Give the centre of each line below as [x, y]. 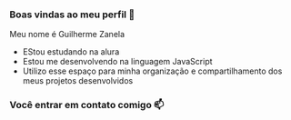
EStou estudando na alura [71, 52]
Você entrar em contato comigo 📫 [87, 105]
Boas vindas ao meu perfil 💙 [72, 15]
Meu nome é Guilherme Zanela [67, 35]
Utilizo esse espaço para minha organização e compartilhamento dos [152, 71]
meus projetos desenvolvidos [78, 81]
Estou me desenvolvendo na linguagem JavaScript [117, 62]
